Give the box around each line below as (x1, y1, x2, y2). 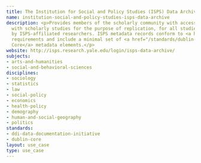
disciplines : (6, 70, 39, 76)
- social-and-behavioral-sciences (6, 64, 93, 70)
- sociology (6, 75, 36, 81)
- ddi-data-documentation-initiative (6, 131, 100, 137)
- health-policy (6, 103, 47, 109)
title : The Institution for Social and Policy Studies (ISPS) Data (6, 8, 178, 15)
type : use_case (6, 147, 44, 153)
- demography (6, 109, 39, 115)
